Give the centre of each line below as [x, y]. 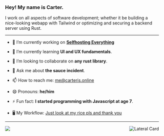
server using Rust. [23, 28]
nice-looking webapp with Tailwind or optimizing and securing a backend [79, 23]
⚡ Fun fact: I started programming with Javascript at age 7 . [72, 101]
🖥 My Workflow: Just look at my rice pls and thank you [67, 113]
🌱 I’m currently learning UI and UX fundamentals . [62, 52]
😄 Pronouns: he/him [33, 92]
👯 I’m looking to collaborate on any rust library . [60, 61]
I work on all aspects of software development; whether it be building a [76, 18]
